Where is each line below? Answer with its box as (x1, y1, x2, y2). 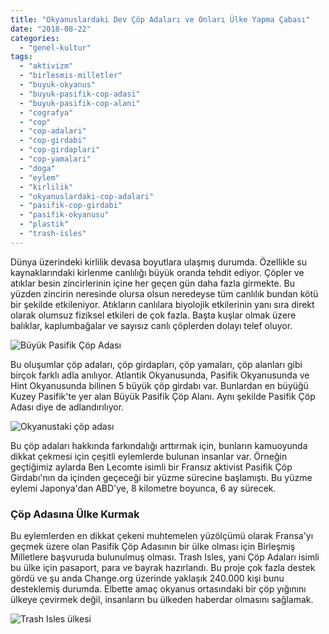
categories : (10, 33, 60, 43)
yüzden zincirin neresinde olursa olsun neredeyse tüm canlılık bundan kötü (10, 287, 319, 300)
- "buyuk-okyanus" (19, 80, 97, 90)
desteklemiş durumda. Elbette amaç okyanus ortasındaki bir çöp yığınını (10, 583, 307, 595)
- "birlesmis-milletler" (19, 71, 123, 81)
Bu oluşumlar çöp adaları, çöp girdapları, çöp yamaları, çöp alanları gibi (10, 358, 303, 370)
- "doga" (19, 163, 56, 173)
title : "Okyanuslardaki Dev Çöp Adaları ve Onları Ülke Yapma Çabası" (10, 14, 311, 25)
